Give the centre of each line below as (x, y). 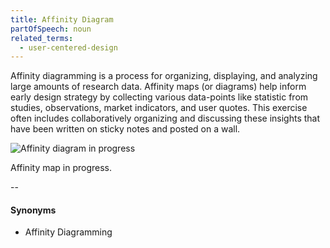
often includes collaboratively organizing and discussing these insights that (165, 118)
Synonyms (33, 210)
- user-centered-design (68, 47)
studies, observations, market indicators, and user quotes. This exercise (159, 108)
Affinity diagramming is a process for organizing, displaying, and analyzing (164, 76)
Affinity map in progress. (61, 168)
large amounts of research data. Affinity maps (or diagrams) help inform (158, 87)
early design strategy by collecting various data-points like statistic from (159, 97)
